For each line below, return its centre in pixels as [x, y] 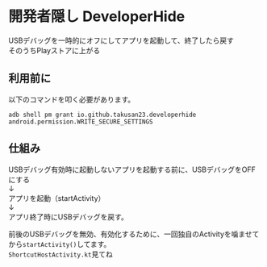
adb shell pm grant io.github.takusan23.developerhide [102, 115]
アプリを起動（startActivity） [57, 198]
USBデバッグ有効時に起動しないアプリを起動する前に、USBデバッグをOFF [132, 169]
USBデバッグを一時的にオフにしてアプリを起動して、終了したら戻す [121, 40]
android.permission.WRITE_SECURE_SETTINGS [81, 122]
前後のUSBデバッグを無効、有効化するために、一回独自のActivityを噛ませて [134, 234]
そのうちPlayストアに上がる [54, 50]
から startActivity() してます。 [60, 244]
